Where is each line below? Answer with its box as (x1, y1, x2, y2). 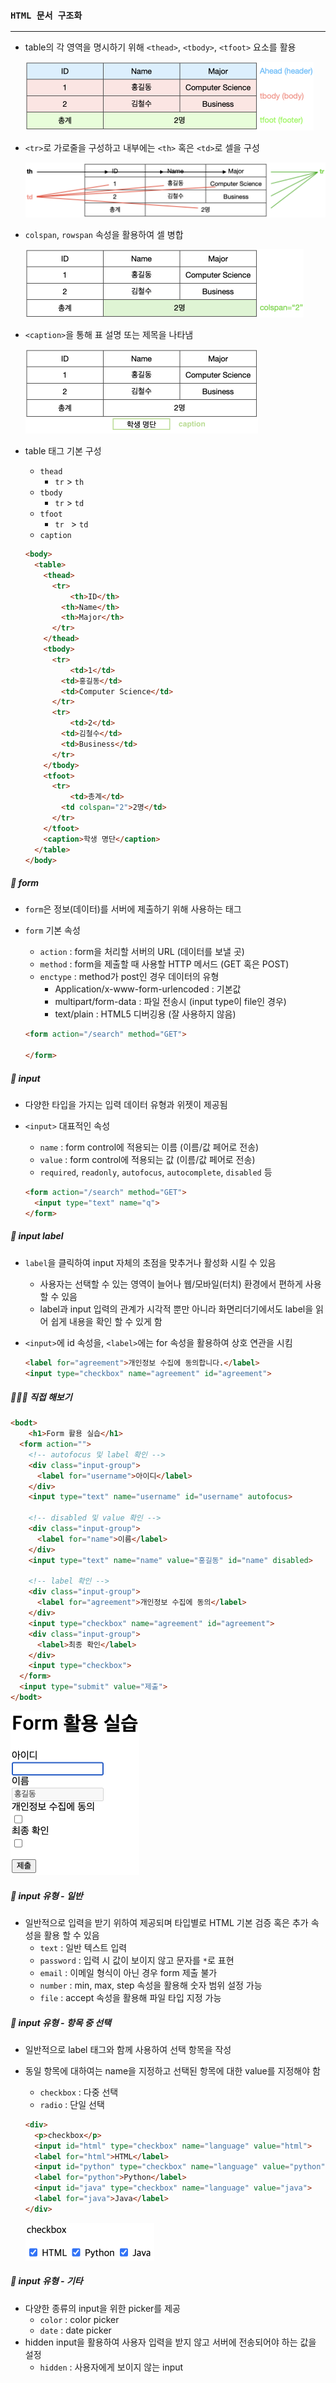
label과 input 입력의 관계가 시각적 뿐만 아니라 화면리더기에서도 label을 (39, 1303, 314, 1315)
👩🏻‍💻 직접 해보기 (10, 1391, 73, 1403)
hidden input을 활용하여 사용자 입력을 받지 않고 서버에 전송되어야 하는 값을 (24, 2336, 317, 2348)
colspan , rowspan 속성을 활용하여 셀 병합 (24, 229, 184, 241)
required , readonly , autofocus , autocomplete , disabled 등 (39, 1166, 273, 1178)
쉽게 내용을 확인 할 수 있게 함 (50, 1315, 163, 1327)
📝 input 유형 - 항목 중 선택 (10, 2016, 112, 2028)
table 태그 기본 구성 (24, 445, 102, 457)
